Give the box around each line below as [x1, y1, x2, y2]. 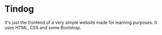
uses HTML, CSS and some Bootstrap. [4, 24, 82, 30]
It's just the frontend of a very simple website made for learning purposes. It [4, 19, 158, 25]
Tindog [4, 3, 35, 15]
